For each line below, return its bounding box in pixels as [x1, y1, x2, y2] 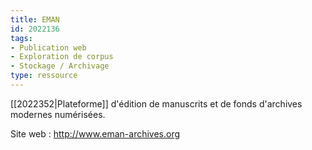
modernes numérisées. [10, 108, 106, 120]
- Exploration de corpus [10, 52, 114, 62]
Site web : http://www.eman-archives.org [10, 127, 181, 140]
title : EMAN [10, 14, 60, 25]
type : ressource [10, 71, 78, 81]
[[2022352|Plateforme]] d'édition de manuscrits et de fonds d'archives [10, 97, 303, 110]
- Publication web [10, 42, 87, 53]
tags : [10, 33, 33, 43]
